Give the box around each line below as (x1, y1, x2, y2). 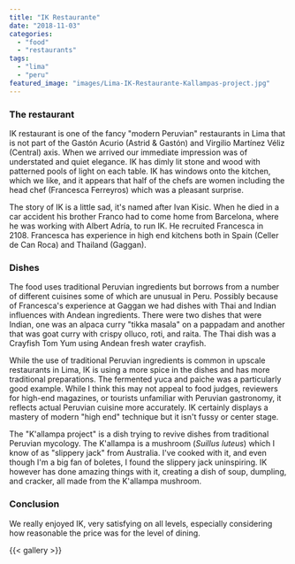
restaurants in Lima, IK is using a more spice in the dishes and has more (9, 365, 270, 375)
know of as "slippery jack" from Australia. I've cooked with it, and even (9, 448, 267, 459)
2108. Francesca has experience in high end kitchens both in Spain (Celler (9, 229, 279, 240)
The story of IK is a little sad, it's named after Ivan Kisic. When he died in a (9, 201, 280, 212)
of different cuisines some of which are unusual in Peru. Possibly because (9, 291, 278, 302)
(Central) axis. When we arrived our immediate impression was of (9, 147, 248, 158)
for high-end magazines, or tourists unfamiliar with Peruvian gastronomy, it (9, 393, 282, 404)
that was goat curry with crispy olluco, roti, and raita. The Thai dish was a (9, 328, 276, 339)
